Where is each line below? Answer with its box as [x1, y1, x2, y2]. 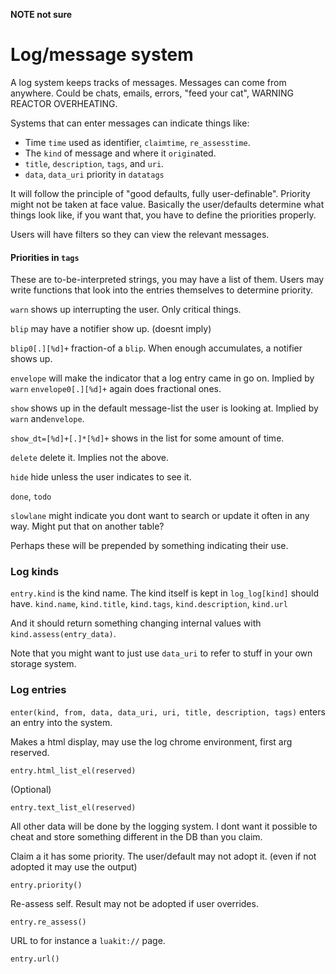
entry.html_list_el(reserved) [10, 765, 137, 776]
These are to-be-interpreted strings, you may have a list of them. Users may [10, 274, 325, 286]
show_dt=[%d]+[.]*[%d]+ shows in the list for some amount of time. [10, 432, 285, 444]
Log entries [10, 683, 67, 697]
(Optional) [10, 783, 52, 795]
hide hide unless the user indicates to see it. [10, 471, 192, 483]
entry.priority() [10, 880, 83, 890]
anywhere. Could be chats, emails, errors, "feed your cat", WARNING [10, 87, 294, 99]
